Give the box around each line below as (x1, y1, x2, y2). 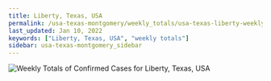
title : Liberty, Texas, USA (8, 11, 103, 20)
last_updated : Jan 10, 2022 (8, 26, 103, 34)
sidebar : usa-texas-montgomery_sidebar (8, 42, 143, 50)
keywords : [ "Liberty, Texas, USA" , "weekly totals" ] (8, 34, 190, 43)
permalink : (8, 19, 45, 27)
